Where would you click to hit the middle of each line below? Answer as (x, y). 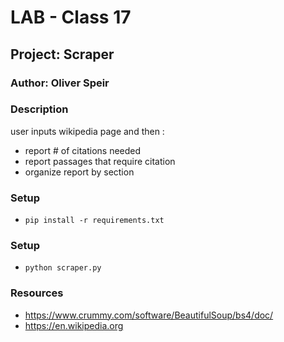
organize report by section (79, 172)
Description (39, 109)
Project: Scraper (62, 54)
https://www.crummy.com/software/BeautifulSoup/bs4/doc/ (149, 315)
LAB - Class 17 (71, 17)
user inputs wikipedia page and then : (87, 131)
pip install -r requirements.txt (94, 221)
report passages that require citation (100, 161)
